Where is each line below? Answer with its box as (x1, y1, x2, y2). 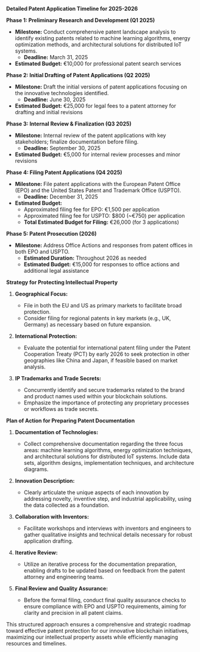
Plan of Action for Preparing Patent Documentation (6, 417, 136, 424)
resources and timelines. (6, 640, 67, 647)
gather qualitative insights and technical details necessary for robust (23, 531, 193, 538)
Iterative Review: (14, 549, 58, 556)
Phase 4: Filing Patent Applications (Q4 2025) (6, 169, 122, 176)
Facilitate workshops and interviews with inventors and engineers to (23, 525, 192, 532)
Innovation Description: (14, 477, 75, 484)
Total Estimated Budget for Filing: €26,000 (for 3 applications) (23, 218, 179, 226)
